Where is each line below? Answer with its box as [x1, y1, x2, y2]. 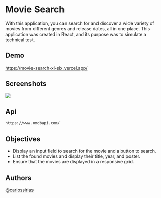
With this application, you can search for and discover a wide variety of [5, 20, 154, 26]
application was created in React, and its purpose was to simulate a [5, 31, 146, 37]
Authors [5, 174, 32, 182]
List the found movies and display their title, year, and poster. [12, 153, 141, 159]
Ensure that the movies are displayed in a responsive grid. [12, 159, 134, 165]
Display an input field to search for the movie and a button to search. [12, 148, 156, 154]
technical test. [5, 37, 35, 43]
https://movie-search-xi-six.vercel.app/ [5, 64, 88, 71]
